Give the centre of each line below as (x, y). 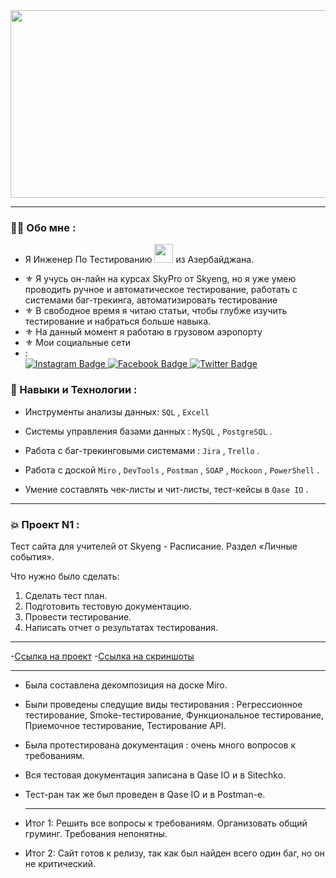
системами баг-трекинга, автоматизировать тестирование (151, 300)
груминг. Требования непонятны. (96, 833)
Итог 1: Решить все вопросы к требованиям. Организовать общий (166, 823)
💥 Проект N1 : (45, 524)
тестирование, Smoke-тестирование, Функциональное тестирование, (174, 715)
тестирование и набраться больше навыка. (118, 321)
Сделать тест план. (66, 595)
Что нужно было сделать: (65, 576)
